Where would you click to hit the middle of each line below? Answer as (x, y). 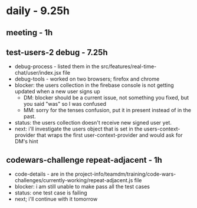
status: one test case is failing (51, 193)
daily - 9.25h (38, 11)
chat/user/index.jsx (38, 73)
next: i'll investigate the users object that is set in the (78, 129)
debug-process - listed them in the (57, 66)
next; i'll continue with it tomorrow (56, 199)
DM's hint (26, 142)
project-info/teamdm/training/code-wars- (125, 174)
